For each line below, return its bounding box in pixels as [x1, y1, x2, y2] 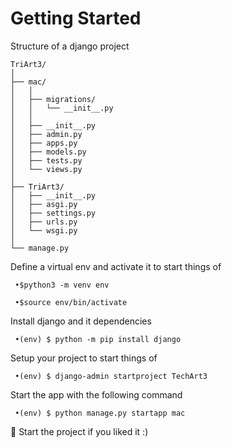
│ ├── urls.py [10, 217, 78, 227]
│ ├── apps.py [10, 138, 78, 148]
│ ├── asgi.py [10, 199, 78, 209]
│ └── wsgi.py [10, 225, 78, 236]
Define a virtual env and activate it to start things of [10, 260, 222, 272]
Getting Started [10, 7, 142, 30]
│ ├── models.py [10, 147, 87, 157]
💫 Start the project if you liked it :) [10, 425, 149, 437]
